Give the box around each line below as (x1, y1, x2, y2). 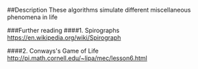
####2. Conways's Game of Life (7, 47, 99, 55)
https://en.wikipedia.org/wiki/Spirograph (7, 33, 121, 42)
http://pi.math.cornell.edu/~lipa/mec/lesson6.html (7, 54, 147, 62)
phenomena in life (7, 13, 58, 21)
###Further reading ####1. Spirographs (7, 27, 120, 34)
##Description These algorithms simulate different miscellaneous (7, 6, 191, 14)
